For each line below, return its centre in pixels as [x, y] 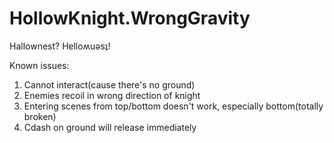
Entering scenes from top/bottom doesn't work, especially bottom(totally [173, 106]
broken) [40, 116]
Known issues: [39, 65]
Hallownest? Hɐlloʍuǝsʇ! [60, 46]
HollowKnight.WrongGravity [130, 18]
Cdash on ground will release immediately [110, 127]
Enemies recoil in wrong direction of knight [112, 95]
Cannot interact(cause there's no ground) [109, 84]
